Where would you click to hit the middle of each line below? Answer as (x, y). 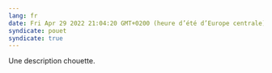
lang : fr (23, 16)
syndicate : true (36, 38)
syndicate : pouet (38, 30)
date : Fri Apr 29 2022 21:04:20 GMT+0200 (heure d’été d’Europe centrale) (137, 23)
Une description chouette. (52, 61)
